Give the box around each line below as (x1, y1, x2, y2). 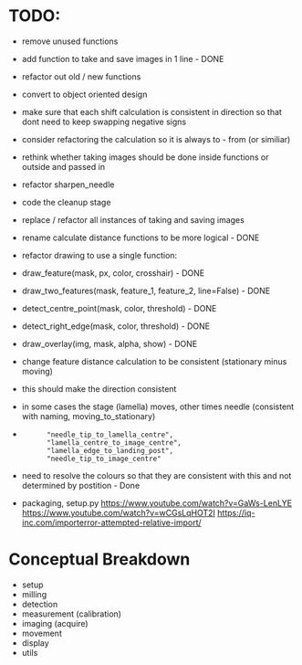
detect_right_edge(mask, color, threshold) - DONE (21, 321, 211, 332)
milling (21, 588, 47, 599)
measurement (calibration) (21, 608, 122, 619)
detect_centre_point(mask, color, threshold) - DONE (21, 302, 217, 313)
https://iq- (217, 507, 255, 518)
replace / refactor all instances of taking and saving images (21, 214, 245, 225)
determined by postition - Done (21, 480, 141, 491)
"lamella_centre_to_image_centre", (46, 438, 182, 448)
